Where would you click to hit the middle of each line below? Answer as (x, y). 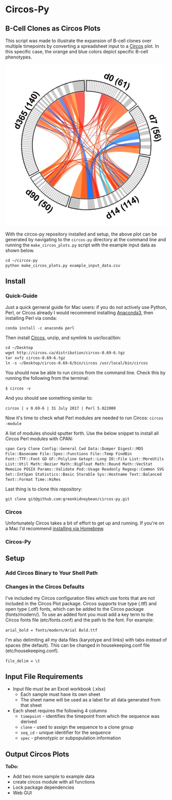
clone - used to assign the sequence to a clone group (77, 727)
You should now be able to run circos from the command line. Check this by (85, 373)
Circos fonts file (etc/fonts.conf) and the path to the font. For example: (80, 620)
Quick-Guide (22, 296)
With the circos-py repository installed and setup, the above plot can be (81, 234)
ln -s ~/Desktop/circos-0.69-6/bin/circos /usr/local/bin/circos (77, 363)
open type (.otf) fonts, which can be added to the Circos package (74, 609)
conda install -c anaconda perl (40, 328)
